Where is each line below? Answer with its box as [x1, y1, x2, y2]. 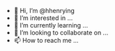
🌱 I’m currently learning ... [13, 21, 89, 29]
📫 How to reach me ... [13, 37, 79, 44]
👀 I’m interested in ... [13, 14, 73, 22]
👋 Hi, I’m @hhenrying [13, 7, 75, 14]
